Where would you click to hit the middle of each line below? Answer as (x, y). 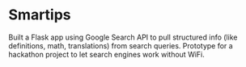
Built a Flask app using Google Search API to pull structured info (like (123, 37)
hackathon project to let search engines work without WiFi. (106, 54)
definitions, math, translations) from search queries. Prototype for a (121, 45)
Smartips (40, 15)
